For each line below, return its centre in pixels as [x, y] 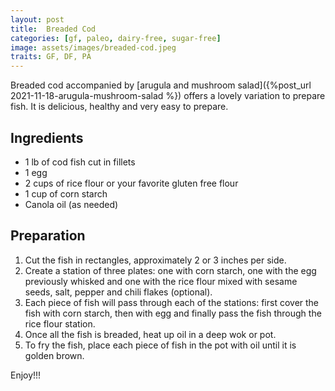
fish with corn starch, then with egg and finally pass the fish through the [173, 313]
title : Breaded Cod [53, 29]
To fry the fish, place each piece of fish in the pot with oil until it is [160, 345]
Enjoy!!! [26, 375]
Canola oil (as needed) [71, 204]
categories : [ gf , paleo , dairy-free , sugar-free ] [116, 38]
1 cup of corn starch [66, 193]
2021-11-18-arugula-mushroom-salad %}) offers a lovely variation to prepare [168, 96]
